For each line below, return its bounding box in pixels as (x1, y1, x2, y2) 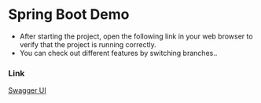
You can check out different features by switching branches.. (19, 48, 218, 57)
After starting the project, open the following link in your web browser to (19, 31, 253, 41)
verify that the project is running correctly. (19, 39, 157, 49)
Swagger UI (8, 86, 47, 95)
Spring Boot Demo (8, 6, 130, 24)
